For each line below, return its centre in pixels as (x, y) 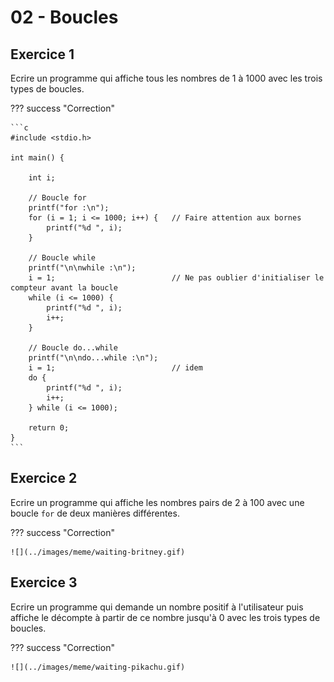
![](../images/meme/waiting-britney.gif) (98, 552)
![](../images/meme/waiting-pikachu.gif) (98, 667)
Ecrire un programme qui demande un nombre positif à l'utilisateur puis (157, 607)
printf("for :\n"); (69, 208)
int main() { (37, 158)
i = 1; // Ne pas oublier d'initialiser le (176, 278)
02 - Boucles (64, 17)
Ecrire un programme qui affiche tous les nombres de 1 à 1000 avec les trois (166, 78)
